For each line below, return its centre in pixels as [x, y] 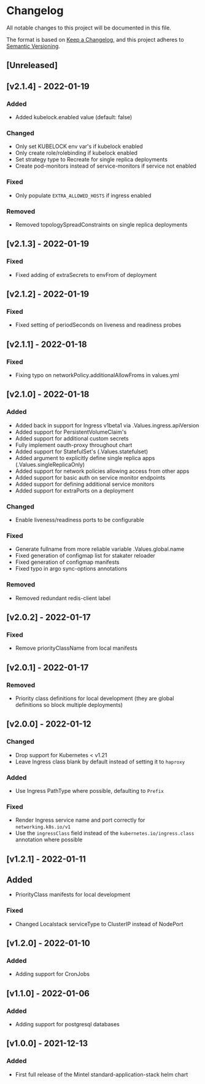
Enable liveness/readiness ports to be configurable [79, 520]
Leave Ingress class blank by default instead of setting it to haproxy [100, 762]
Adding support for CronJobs [52, 974]
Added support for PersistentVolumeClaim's [71, 432]
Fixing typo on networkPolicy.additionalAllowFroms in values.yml [97, 375]
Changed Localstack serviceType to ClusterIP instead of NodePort [99, 924]
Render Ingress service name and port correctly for [80, 820]
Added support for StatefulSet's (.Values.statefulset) [82, 451]
